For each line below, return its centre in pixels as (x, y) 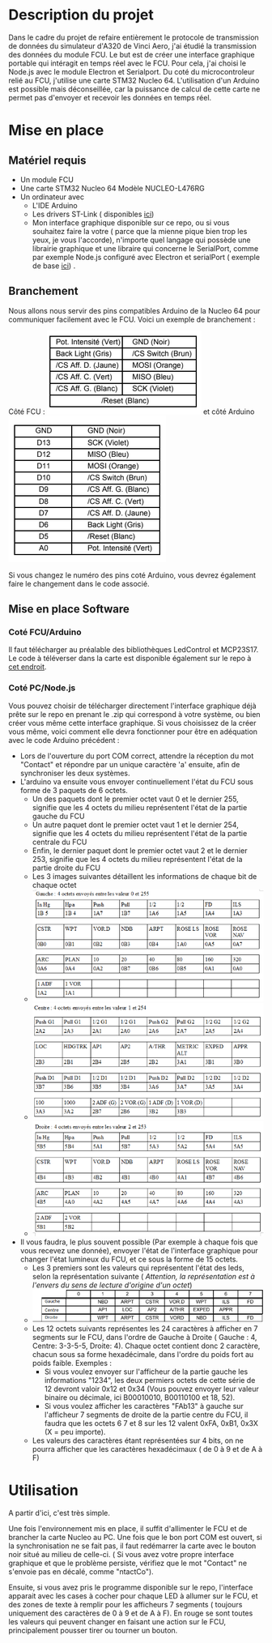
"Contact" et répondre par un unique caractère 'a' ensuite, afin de (130, 764)
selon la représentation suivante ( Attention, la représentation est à (143, 1276)
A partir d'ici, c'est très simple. (59, 1513)
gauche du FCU (58, 816)
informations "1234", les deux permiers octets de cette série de (150, 1380)
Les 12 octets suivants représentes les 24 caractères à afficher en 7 (145, 1328)
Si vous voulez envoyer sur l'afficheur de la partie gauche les (146, 1372)
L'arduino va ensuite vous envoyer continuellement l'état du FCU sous (136, 781)
